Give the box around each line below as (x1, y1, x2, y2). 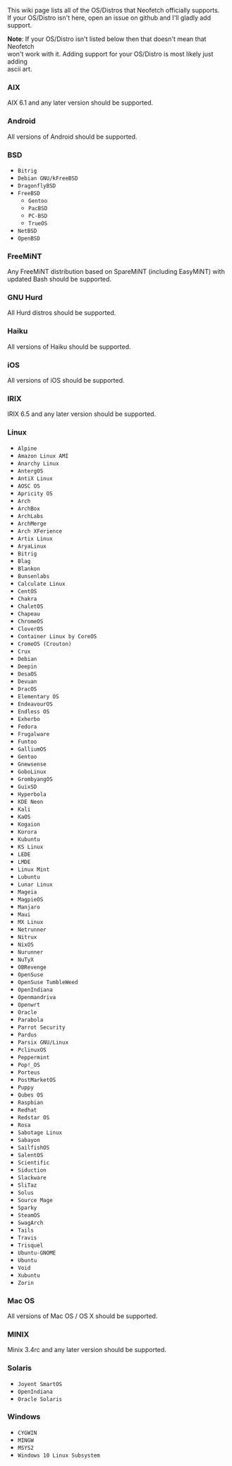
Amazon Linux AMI (17, 452, 69, 459)
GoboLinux (17, 768, 47, 775)
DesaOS (17, 670, 37, 678)
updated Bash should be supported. (7, 275, 111, 284)
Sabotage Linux (17, 1129, 63, 1136)
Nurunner (17, 948, 44, 956)
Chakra (17, 595, 37, 602)
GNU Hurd (7, 293, 43, 303)
